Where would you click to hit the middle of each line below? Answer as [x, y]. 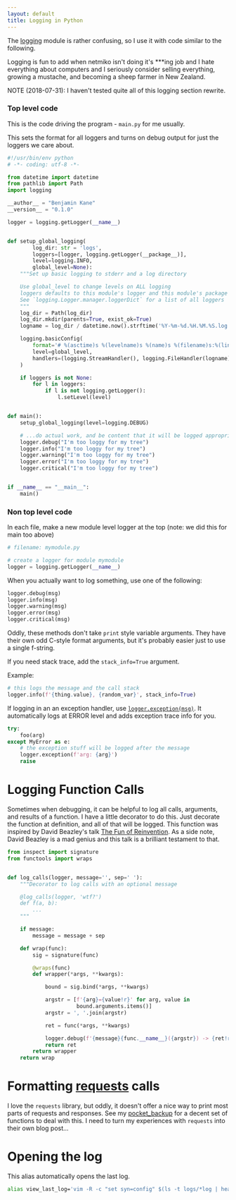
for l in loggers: [59, 384]
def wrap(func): [44, 948]
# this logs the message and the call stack [73, 688]
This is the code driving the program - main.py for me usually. [96, 123]
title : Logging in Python [45, 20]
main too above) [31, 535]
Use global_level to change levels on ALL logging [96, 287]
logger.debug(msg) [34, 593]
